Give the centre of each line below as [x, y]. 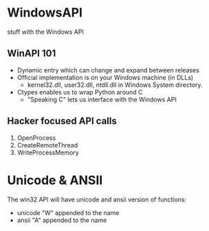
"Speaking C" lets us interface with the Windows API [102, 99]
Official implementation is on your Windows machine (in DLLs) [105, 77]
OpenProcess [36, 138]
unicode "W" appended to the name [68, 212]
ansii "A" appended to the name [62, 220]
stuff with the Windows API [45, 32]
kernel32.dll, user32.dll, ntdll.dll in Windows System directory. [115, 85]
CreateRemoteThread [47, 145]
